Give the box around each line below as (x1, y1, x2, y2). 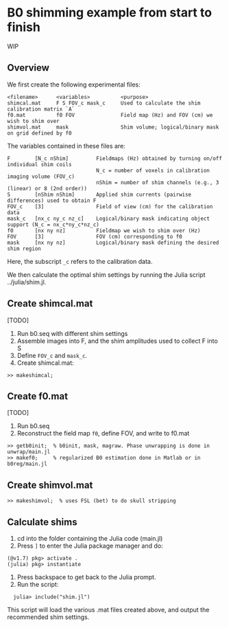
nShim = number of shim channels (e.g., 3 (95, 179, 219, 186)
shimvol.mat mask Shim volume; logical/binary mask (7, 124, 219, 131)
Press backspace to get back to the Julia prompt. (16, 573, 156, 581)
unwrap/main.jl (7, 449, 51, 456)
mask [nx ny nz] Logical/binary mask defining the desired (7, 239, 219, 246)
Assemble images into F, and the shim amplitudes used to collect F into (16, 337, 218, 345)
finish (7, 19, 41, 35)
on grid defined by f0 (7, 129, 72, 137)
